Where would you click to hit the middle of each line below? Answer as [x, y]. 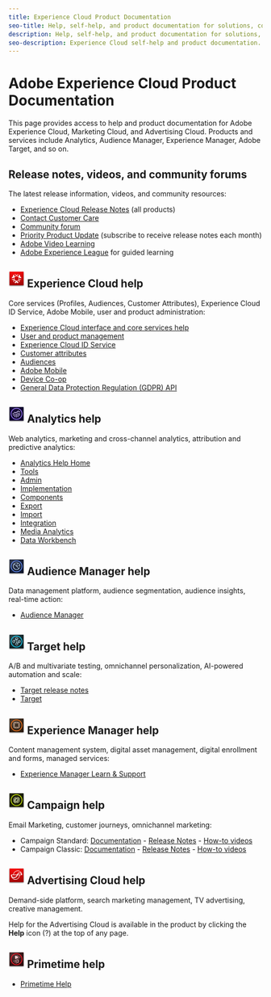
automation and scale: [45, 675]
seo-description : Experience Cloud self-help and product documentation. [135, 43]
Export [31, 506]
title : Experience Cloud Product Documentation [90, 17]
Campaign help [66, 805]
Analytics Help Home [55, 463]
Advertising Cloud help [86, 881]
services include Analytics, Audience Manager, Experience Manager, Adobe [134, 141]
